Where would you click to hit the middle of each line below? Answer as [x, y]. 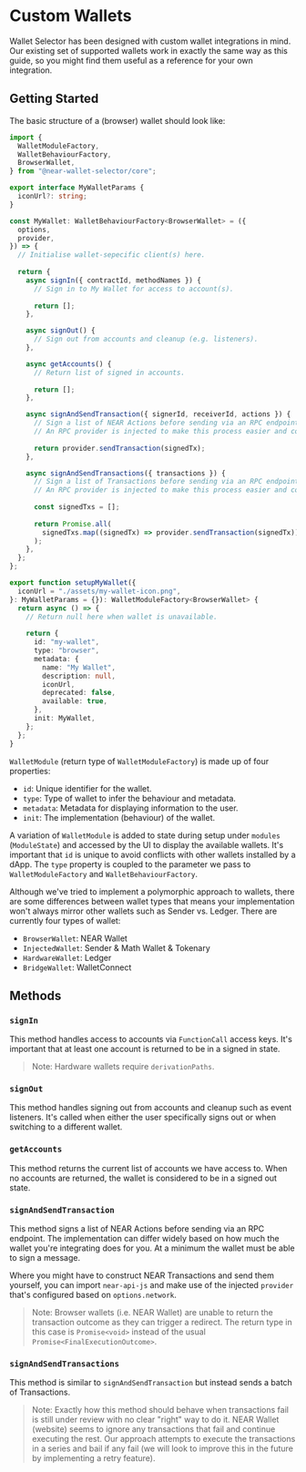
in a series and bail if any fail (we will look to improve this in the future [163, 1448]
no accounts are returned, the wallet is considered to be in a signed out [143, 1178]
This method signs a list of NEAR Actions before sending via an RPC [137, 1229]
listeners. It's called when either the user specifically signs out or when [143, 1118]
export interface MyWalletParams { [77, 188]
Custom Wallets [71, 16]
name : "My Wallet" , [79, 667]
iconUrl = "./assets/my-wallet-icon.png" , [99, 591]
